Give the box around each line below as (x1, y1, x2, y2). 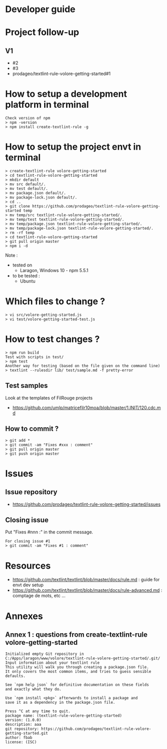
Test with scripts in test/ (5, 354, 64, 360)
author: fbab (5, 735, 33, 740)
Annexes (5, 610, 43, 622)
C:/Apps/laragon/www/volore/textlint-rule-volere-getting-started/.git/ (5, 656, 160, 661)
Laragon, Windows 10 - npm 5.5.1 (20, 267, 89, 274)
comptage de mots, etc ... (12, 593, 66, 599)
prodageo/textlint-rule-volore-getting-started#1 (12, 71, 111, 77)
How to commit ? (5, 425, 59, 433)
